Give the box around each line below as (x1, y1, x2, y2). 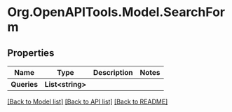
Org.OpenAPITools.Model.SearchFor (7, 4, 226, 20)
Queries (11, 80, 39, 89)
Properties (7, 47, 55, 59)
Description (93, 68, 133, 77)
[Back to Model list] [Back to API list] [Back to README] (7, 97, 168, 106)
